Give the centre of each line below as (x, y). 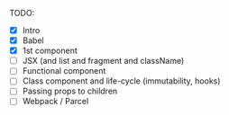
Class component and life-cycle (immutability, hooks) (121, 81)
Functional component (64, 71)
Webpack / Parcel (55, 102)
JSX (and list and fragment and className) (103, 61)
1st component (50, 51)
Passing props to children (70, 91)
